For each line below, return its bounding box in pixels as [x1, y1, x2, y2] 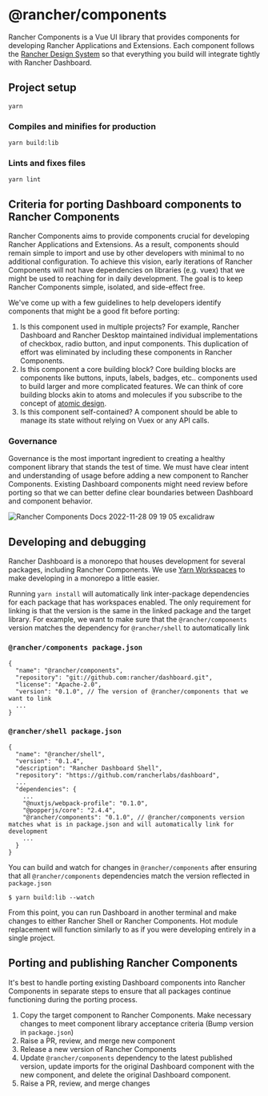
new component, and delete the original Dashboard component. [19, 1070, 231, 1079]
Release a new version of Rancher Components [19, 1044, 178, 1054]
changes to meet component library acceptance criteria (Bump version [19, 1018, 254, 1028]
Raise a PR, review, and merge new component [19, 1036, 175, 1045]
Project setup [8, 81, 78, 95]
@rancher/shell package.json [8, 727, 122, 736]
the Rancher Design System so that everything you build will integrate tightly [8, 49, 260, 59]
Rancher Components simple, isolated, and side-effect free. [8, 282, 206, 292]
